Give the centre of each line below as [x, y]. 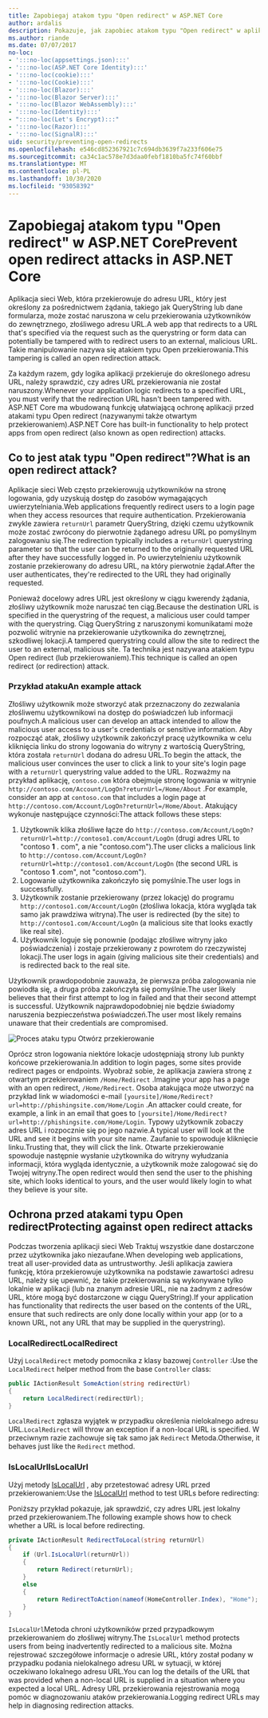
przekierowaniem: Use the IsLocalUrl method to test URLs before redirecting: [134, 1493]
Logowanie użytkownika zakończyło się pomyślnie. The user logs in [130, 880]
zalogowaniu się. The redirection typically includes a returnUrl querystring [130, 540]
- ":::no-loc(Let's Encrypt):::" [64, 120]
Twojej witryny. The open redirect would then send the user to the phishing [130, 1172]
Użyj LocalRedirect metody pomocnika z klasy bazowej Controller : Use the [133, 1360]
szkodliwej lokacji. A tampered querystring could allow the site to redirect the [134, 640]
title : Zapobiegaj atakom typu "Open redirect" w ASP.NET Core [116, 16]
